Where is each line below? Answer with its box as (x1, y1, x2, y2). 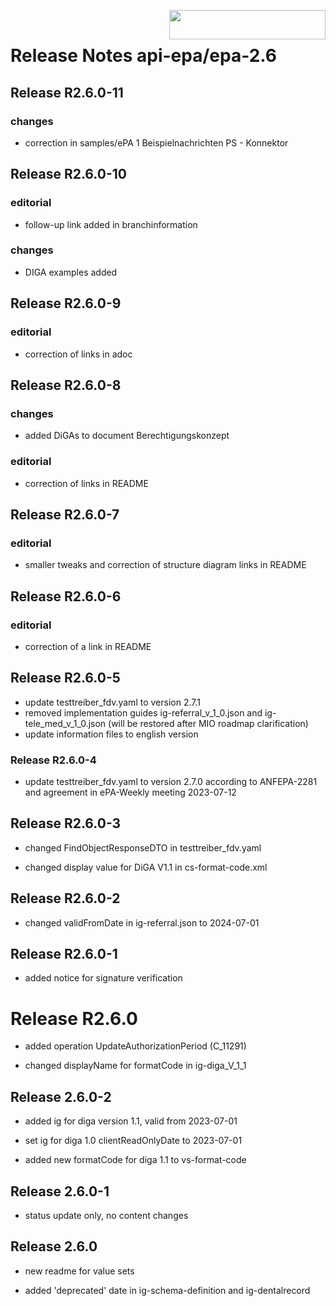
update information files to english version (24, 728, 199, 740)
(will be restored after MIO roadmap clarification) (108, 717, 309, 729)
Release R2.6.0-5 (10, 670, 121, 687)
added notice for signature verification (24, 972, 183, 984)
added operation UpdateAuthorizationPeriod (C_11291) (24, 1040, 247, 1052)
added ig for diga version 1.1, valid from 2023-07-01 (24, 1115, 238, 1127)
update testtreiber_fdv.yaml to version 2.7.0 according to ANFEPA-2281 (24, 776, 318, 788)
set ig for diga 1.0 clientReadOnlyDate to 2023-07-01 (24, 1135, 243, 1147)
